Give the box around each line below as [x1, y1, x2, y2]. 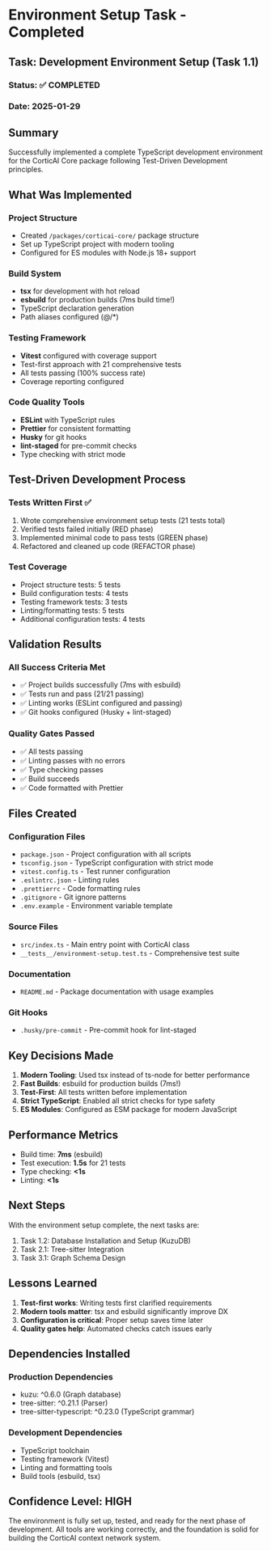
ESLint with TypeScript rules [19, 415, 116, 425]
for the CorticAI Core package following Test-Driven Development [8, 156, 228, 166]
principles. [8, 164, 44, 175]
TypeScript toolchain [19, 1445, 90, 1455]
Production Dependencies [8, 1371, 113, 1382]
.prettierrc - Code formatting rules [19, 884, 141, 894]
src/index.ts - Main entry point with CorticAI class [19, 940, 190, 949]
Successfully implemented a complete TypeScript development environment [8, 147, 263, 157]
